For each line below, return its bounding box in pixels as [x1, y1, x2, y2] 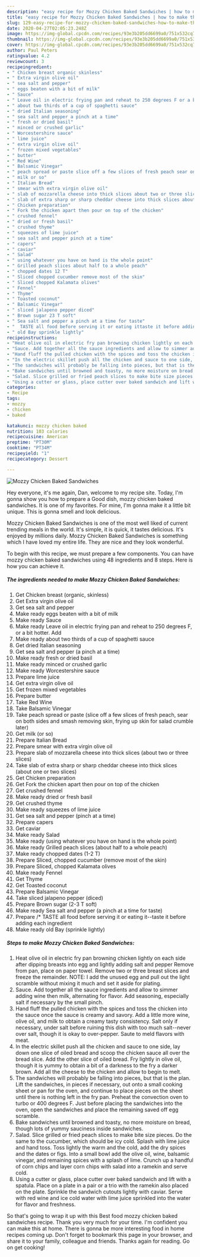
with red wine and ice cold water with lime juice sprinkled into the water [15, 1194, 191, 1201]
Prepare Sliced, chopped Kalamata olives [15, 862, 116, 869]
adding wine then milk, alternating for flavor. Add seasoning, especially [15, 992, 189, 999]
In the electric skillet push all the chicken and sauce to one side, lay [15, 1042, 180, 1050]
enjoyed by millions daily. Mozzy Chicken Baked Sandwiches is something [7, 532, 188, 539]
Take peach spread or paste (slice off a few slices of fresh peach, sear [15, 711, 189, 718]
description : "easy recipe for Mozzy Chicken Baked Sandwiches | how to [7, 8, 191, 15]
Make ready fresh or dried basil [15, 654, 93, 661]
